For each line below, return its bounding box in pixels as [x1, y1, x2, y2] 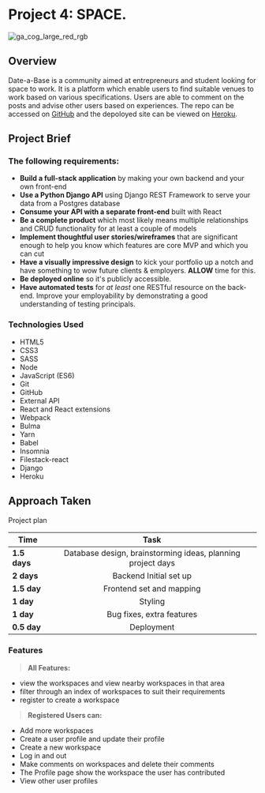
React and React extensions [19, 404, 110, 414]
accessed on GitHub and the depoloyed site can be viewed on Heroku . [8, 109, 238, 118]
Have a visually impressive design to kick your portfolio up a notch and [19, 257, 254, 267]
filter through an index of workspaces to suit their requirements [19, 686, 226, 696]
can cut [19, 249, 45, 258]
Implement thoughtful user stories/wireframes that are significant [19, 232, 238, 242]
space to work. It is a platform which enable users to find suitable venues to [8, 84, 255, 93]
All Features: [27, 663, 71, 672]
